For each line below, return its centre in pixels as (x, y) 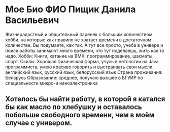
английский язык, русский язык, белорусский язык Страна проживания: (84, 72)
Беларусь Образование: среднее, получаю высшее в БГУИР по (74, 77)
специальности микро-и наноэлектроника (52, 83)
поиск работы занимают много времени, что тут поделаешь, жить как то (85, 50)
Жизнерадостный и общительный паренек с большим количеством (79, 34)
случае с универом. (39, 123)
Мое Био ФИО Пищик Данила (71, 9)
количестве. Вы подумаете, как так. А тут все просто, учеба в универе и (84, 45)
